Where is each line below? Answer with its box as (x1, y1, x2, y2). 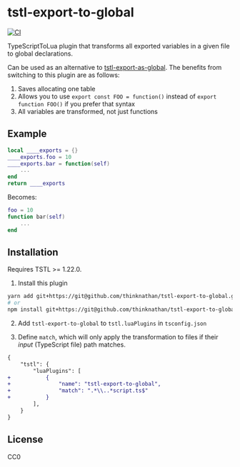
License (7, 433, 44, 446)
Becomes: (7, 193, 37, 201)
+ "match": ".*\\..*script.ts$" (7, 387, 149, 394)
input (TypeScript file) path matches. (17, 340, 126, 349)
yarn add (7, 293, 34, 300)
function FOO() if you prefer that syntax (17, 99, 136, 108)
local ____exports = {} (7, 147, 79, 154)
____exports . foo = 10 (7, 153, 72, 160)
